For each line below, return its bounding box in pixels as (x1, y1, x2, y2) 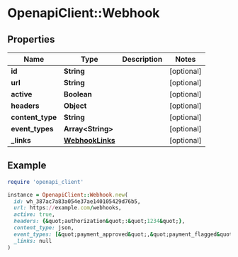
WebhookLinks (63, 136, 115, 145)
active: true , (13, 211, 55, 218)
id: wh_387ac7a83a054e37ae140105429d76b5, (13, 197, 141, 205)
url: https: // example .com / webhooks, (13, 204, 122, 212)
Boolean (63, 89, 92, 99)
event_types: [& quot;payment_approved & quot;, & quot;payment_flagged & (13, 231, 220, 238)
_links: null (13, 237, 52, 244)
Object (63, 101, 87, 111)
